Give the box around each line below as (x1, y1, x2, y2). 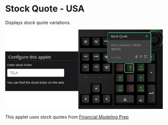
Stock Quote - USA (5, 3, 85, 14)
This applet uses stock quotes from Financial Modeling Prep (5, 114, 129, 120)
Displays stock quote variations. (5, 19, 71, 25)
